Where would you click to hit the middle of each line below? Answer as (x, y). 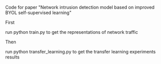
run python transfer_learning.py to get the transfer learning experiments (80, 52)
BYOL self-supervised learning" (39, 13)
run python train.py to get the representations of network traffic (72, 32)
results (12, 57)
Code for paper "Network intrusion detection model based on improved (80, 7)
